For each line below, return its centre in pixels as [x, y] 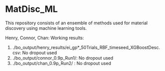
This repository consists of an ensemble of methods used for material [77, 23]
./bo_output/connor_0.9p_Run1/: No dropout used [63, 58]
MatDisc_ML [32, 9]
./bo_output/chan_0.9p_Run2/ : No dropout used [62, 63]
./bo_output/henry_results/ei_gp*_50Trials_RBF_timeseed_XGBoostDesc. [86, 47]
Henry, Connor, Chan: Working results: [45, 38]
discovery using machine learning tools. [46, 28]
